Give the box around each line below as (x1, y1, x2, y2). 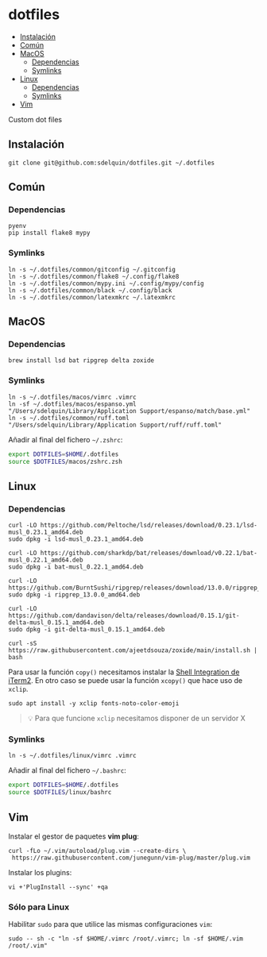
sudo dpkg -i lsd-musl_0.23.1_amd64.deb (8, 535, 145, 543)
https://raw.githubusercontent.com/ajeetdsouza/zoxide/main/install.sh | (8, 646, 258, 654)
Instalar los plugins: (8, 868, 72, 878)
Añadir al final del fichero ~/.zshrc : (8, 434, 123, 444)
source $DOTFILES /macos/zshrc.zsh (8, 457, 123, 465)
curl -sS (8, 639, 37, 648)
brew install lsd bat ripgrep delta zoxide (8, 357, 155, 365)
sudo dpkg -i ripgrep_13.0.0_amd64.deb (8, 591, 141, 599)
